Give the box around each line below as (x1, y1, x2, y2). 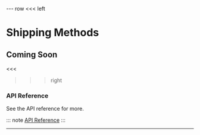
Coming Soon (6, 49, 58, 59)
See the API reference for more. (6, 105, 85, 112)
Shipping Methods (6, 26, 99, 39)
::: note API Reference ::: (6, 117, 66, 124)
